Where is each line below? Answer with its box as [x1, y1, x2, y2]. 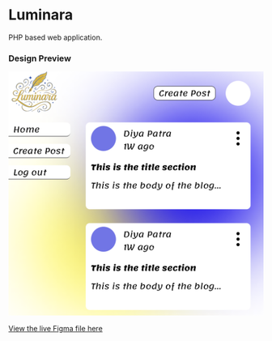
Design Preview [8, 53, 71, 64]
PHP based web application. [8, 32, 103, 42]
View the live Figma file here [8, 323, 103, 333]
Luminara [8, 6, 74, 24]
